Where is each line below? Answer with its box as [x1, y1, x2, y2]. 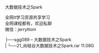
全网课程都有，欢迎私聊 [5, 21, 52, 26]
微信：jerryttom [5, 26, 36, 32]
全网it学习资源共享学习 [5, 14, 50, 20]
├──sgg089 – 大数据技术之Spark [5, 37, 72, 42]
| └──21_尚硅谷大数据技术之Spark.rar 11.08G [5, 43, 95, 48]
